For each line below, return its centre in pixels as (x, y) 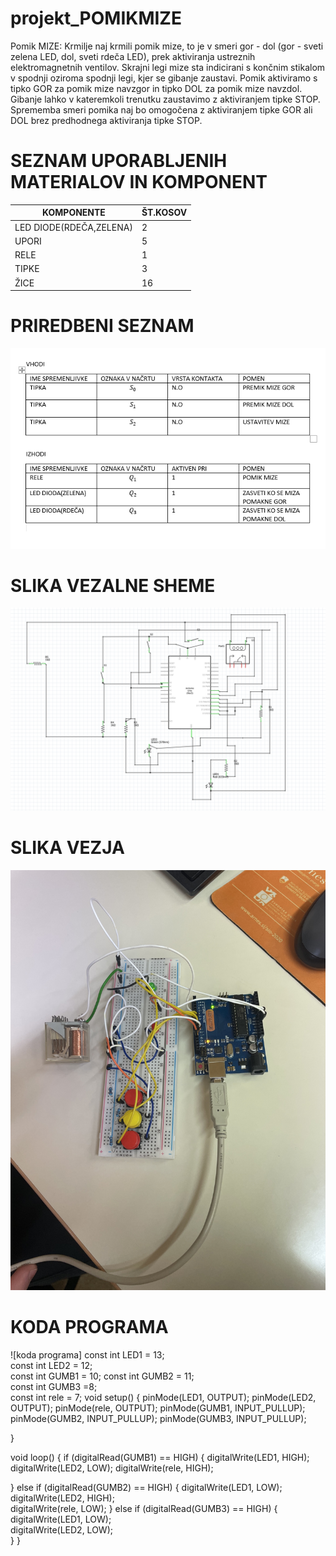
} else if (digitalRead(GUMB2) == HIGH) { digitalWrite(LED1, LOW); (146, 1488)
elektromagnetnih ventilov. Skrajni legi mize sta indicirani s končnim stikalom (168, 67)
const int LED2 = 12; (51, 1366)
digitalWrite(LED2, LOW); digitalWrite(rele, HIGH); (112, 1468)
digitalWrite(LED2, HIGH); (62, 1498)
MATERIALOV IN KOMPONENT (139, 182)
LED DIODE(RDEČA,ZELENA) (73, 227)
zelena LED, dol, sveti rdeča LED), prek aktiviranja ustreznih (133, 56)
